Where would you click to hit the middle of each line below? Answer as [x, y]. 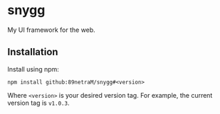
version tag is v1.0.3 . [38, 103]
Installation [33, 52]
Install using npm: [33, 69]
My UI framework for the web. [52, 30]
